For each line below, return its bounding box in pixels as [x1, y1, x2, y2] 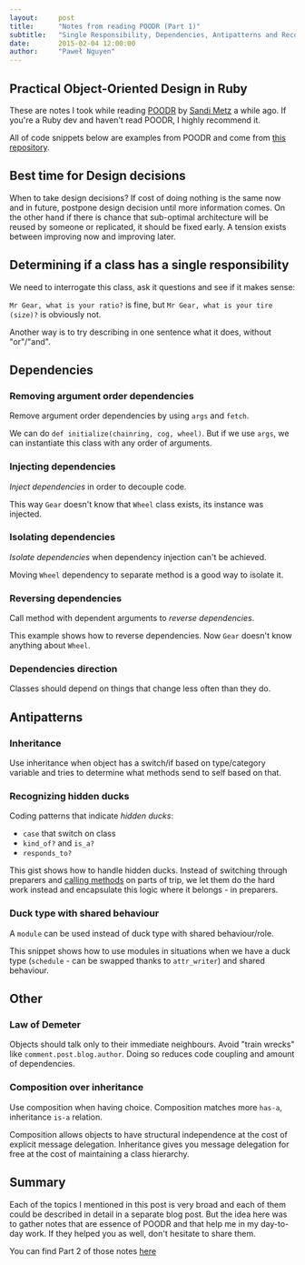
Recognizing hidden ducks [9, 790, 130, 803]
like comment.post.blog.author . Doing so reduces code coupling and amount [9, 1049, 295, 1059]
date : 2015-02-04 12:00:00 [9, 38, 136, 48]
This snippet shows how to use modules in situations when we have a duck [9, 945, 290, 956]
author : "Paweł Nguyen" [9, 47, 116, 56]
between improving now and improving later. [9, 231, 176, 242]
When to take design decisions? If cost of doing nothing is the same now [9, 192, 281, 203]
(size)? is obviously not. [9, 308, 102, 319]
